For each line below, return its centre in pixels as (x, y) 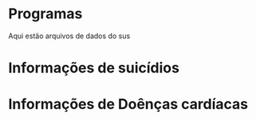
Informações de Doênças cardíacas (128, 105)
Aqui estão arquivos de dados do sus (69, 36)
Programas (45, 14)
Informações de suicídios (94, 68)
